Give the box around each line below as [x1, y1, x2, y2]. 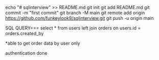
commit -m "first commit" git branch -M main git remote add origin [5, 10, 145, 16]
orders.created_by [5, 31, 44, 36]
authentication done [5, 50, 47, 56]
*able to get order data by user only [5, 40, 81, 46]
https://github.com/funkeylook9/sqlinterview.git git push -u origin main [5, 15, 154, 21]
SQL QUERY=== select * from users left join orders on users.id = [5, 25, 141, 31]
